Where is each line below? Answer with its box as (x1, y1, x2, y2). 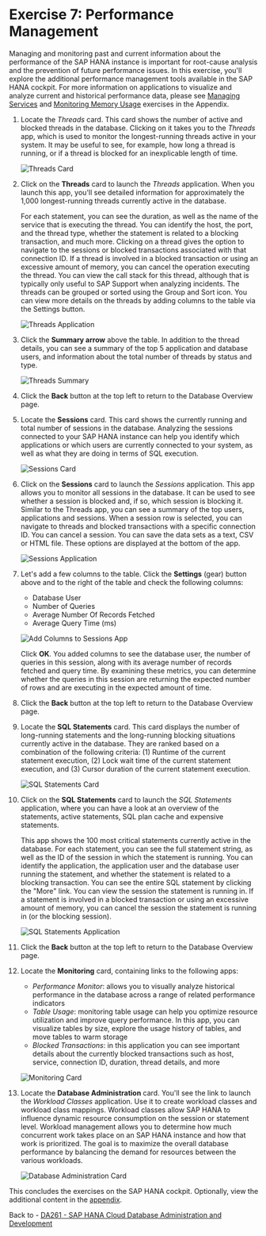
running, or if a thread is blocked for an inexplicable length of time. (20, 148, 238, 158)
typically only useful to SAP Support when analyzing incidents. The (20, 279, 240, 288)
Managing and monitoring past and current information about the (9, 48, 221, 58)
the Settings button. (20, 304, 85, 314)
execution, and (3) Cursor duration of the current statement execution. (20, 764, 251, 773)
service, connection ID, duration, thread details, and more (32, 1057, 220, 1067)
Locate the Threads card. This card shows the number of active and (20, 114, 243, 124)
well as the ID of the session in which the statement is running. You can (20, 852, 253, 862)
